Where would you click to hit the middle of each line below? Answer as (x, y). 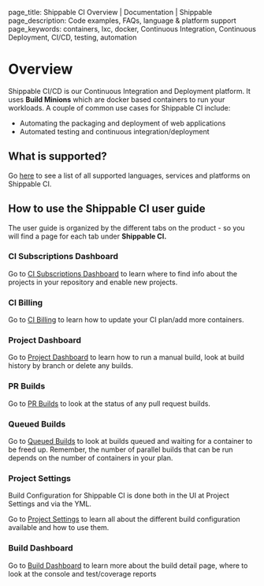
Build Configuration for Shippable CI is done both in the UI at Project (119, 496)
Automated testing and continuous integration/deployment (115, 131)
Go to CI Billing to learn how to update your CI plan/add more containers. (126, 320)
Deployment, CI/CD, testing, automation (73, 37)
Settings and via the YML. (50, 504)
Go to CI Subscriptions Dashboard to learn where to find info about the (123, 273)
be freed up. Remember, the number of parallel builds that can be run (121, 449)
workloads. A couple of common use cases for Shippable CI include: (119, 107)
